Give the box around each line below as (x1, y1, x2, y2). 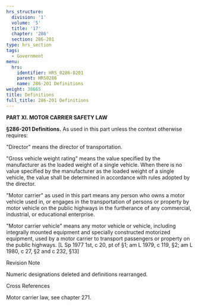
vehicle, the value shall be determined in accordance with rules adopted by (6, 173, 190, 181)
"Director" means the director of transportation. (6, 143, 123, 150)
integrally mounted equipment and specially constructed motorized (6, 228, 170, 235)
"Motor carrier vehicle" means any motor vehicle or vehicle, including (6, 222, 176, 230)
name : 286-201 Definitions (17, 81, 84, 87)
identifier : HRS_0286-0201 (17, 70, 84, 76)
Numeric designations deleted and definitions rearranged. (6, 271, 148, 278)
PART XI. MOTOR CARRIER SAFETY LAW (6, 114, 108, 121)
